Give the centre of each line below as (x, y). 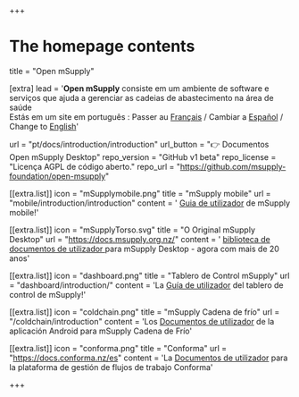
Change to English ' (44, 126)
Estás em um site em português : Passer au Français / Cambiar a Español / (146, 116)
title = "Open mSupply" (52, 71)
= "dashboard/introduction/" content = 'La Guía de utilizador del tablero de (146, 285)
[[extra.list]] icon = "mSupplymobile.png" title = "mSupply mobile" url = (140, 193)
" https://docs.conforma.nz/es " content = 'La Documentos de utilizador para (149, 358)
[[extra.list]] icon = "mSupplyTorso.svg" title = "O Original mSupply (133, 230)
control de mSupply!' (48, 294)
